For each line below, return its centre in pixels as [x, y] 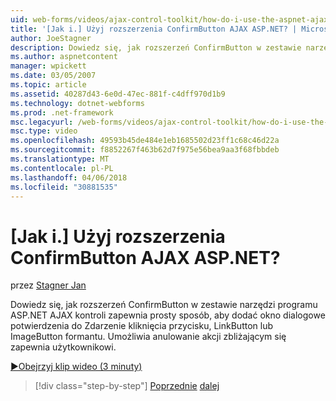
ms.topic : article [48, 85]
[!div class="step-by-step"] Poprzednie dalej [127, 386]
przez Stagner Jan [48, 285]
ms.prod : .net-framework [62, 112]
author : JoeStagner [51, 38]
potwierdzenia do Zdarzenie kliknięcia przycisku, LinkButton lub [141, 326]
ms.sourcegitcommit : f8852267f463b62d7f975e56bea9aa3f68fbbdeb [145, 150]
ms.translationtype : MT [60, 159]
